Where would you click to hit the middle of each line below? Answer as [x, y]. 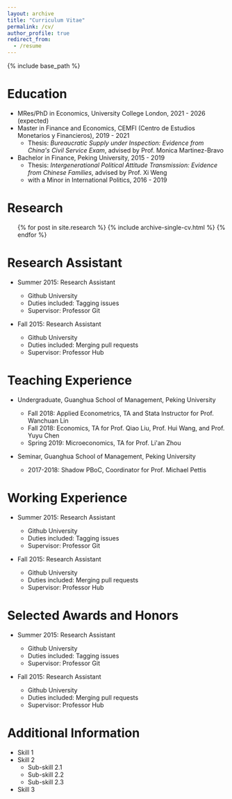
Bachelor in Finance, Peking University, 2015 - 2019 [91, 157]
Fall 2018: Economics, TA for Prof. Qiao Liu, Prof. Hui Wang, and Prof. [126, 428]
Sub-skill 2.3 [45, 782]
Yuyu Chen [43, 435]
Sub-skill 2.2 [46, 775]
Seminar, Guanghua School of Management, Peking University [106, 456]
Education [37, 94]
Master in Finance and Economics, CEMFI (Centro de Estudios [106, 128]
